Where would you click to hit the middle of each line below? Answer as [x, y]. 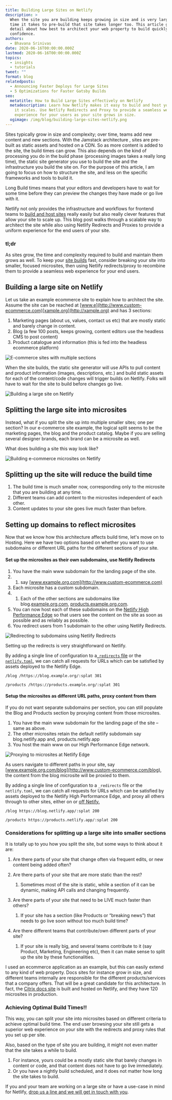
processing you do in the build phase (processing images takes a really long [85, 156]
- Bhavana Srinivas [31, 44]
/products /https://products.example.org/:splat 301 [63, 685]
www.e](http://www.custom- [112, 305]
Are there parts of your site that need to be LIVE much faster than [82, 900]
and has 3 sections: [131, 310]
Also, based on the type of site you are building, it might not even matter [81, 1045]
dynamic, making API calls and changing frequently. [75, 890]
